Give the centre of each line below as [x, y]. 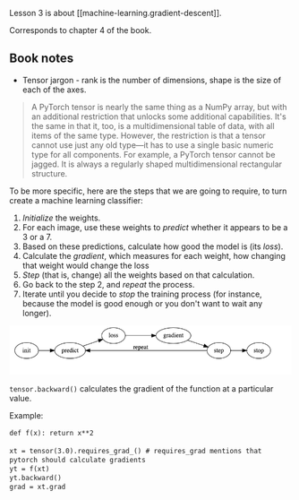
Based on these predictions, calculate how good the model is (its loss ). [153, 246]
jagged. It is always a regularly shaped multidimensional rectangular [157, 164]
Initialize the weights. [61, 218]
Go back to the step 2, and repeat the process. [108, 284]
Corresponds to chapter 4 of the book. [81, 30]
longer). [37, 313]
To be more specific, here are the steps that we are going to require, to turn [148, 191]
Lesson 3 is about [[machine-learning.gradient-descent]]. [115, 13]
